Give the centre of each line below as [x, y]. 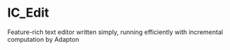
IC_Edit [28, 13]
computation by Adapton [43, 39]
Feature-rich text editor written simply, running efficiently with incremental [115, 32]
